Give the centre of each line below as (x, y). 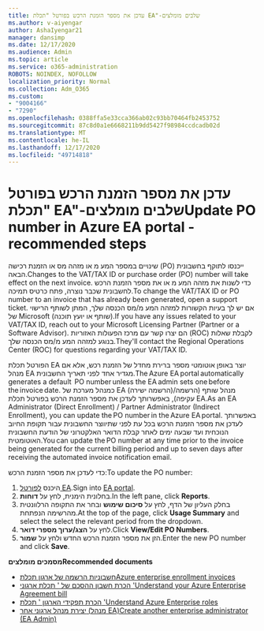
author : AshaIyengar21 (45, 30)
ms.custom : (26, 96)
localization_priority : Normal (59, 81)
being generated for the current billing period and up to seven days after (126, 449)
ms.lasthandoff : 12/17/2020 (54, 147)
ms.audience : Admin (40, 52)
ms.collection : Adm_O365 (49, 89)
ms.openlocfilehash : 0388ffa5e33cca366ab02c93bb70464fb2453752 (114, 118)
